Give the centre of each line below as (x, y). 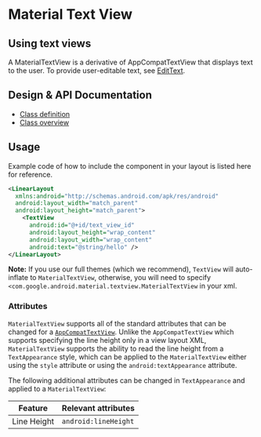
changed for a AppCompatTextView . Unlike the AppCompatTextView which (121, 332)
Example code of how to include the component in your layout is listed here (130, 166)
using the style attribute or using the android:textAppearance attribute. (123, 365)
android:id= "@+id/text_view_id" (82, 225)
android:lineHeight (98, 421)
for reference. (31, 174)
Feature (33, 408)
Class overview (44, 122)
